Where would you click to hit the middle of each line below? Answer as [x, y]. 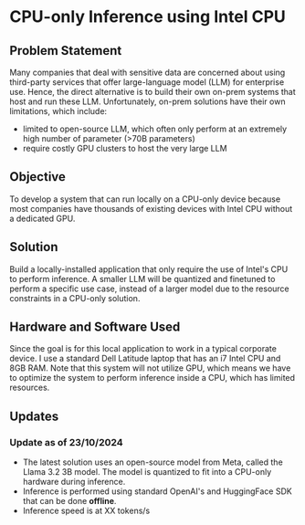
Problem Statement [66, 51]
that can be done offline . [69, 501]
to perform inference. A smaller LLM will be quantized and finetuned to [142, 278]
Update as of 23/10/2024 [66, 442]
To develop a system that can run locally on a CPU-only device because [145, 199]
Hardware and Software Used [95, 327]
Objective [38, 177]
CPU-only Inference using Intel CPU [147, 17]
